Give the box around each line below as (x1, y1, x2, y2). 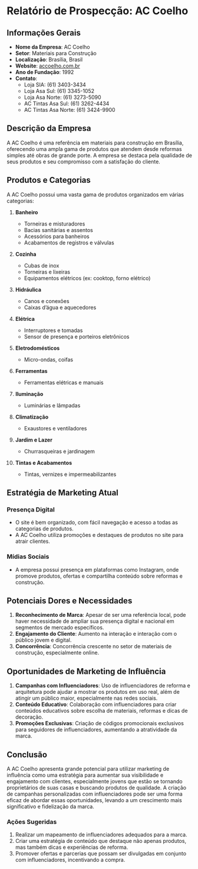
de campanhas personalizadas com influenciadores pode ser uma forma (6, 790, 183, 797)
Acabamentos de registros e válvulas (24, 239, 114, 246)
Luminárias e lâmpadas (24, 401, 81, 409)
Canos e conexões (24, 297, 70, 304)
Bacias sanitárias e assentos (24, 226, 94, 233)
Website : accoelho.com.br (15, 62, 80, 69)
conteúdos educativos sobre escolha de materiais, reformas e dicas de (15, 707, 188, 714)
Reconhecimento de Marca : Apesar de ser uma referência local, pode (15, 611, 186, 619)
